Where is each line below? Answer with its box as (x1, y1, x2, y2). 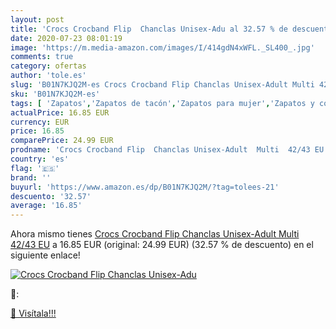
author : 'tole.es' (10, 71, 87, 81)
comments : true (10, 52, 74, 62)
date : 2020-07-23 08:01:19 (10, 33, 123, 43)
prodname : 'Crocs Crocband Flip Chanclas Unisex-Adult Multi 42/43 (10, 145, 311, 155)
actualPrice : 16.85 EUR (10, 107, 110, 118)
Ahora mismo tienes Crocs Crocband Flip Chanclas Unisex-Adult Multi (10, 228, 300, 240)
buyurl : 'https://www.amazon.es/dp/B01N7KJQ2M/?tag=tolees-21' (10, 182, 280, 192)
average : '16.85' (10, 201, 83, 211)
